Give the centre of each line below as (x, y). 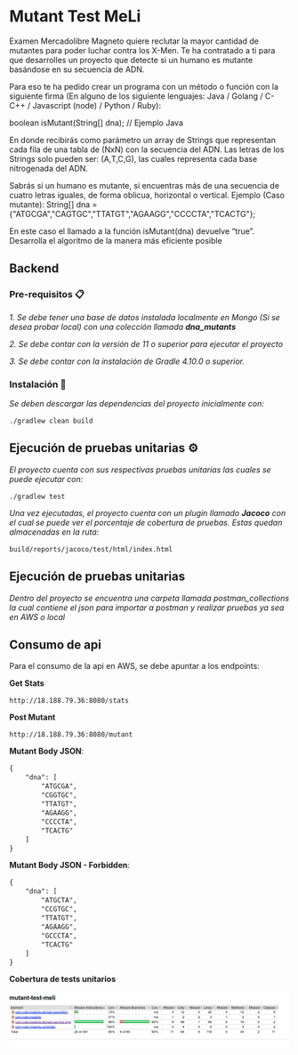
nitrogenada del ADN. (49, 168)
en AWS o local (37, 616)
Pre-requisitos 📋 (47, 294)
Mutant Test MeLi (75, 16)
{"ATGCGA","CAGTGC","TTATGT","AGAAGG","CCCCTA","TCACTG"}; (133, 213)
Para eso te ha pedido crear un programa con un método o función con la (144, 86)
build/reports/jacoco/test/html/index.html (91, 549)
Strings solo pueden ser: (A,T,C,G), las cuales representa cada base (133, 158)
